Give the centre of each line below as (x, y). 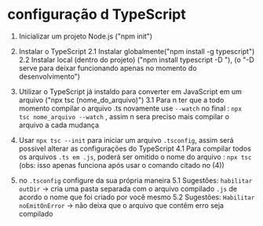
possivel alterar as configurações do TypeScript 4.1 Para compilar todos (135, 148)
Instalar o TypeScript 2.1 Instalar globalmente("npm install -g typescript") (137, 51)
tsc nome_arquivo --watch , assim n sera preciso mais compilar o (124, 116)
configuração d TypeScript (97, 15)
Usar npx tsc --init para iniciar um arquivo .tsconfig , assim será (126, 140)
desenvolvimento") (49, 76)
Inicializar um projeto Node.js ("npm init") (86, 36)
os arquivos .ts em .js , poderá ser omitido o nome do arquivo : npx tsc (135, 157)
